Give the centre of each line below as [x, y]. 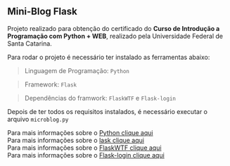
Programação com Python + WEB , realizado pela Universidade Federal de [115, 36]
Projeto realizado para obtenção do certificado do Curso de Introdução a [114, 28]
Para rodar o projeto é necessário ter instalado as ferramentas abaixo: [109, 57]
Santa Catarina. [30, 43]
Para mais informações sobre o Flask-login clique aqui [86, 155]
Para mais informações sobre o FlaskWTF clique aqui [84, 148]
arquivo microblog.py [38, 119]
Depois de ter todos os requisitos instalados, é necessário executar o [108, 111]
